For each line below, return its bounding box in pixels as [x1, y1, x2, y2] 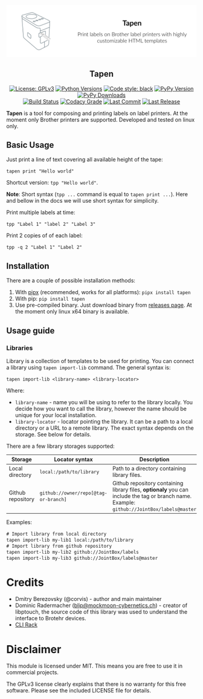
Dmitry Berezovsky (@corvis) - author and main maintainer [14, 596, 162, 603]
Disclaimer [6, 642, 62, 656]
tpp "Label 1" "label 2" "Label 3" [6, 222, 96, 228]
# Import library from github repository [6, 543, 112, 550]
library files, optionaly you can [112, 486, 188, 493]
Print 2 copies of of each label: [6, 232, 83, 239]
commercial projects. [6, 669, 59, 676]
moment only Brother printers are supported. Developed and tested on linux [6, 116, 195, 123]
